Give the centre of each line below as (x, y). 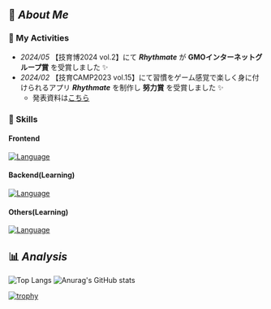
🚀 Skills (23, 119)
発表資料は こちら (61, 98)
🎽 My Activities (39, 38)
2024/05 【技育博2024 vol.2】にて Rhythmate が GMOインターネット (138, 57)
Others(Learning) (39, 211)
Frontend (24, 138)
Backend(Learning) (42, 175)
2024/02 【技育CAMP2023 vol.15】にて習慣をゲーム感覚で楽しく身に (136, 77)
